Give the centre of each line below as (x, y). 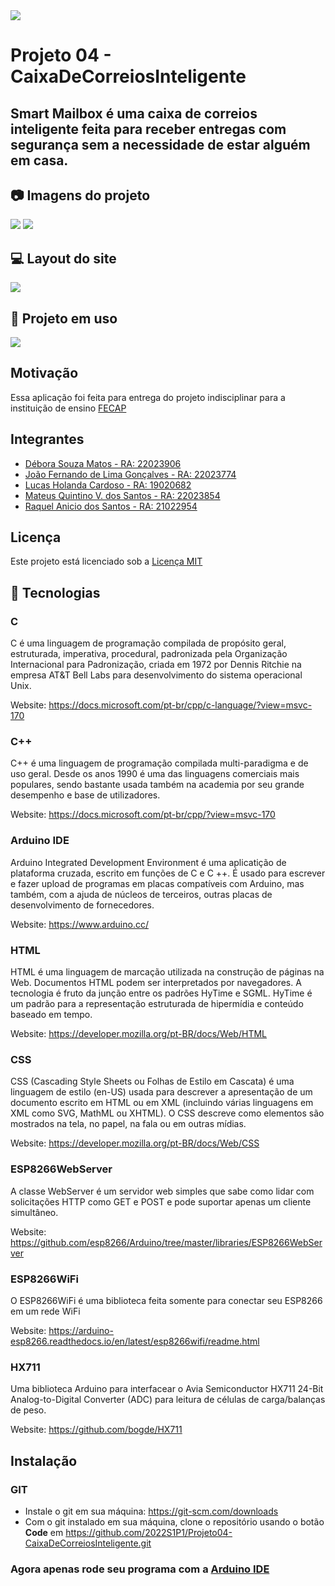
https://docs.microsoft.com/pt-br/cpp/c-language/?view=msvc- (180, 705)
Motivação (44, 373)
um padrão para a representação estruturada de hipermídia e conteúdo (157, 1004)
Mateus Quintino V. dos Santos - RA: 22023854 (122, 495)
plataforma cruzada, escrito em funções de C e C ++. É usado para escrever (168, 873)
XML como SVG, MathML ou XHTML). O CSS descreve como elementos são (167, 1113)
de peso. (28, 1410)
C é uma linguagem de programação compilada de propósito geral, (148, 643)
